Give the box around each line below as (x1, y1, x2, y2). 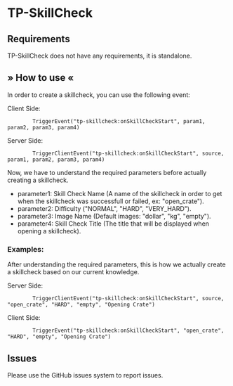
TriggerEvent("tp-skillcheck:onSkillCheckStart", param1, (32, 117, 206, 124)
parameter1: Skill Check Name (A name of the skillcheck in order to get (17, 189, 222, 198)
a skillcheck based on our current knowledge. (7, 268, 140, 276)
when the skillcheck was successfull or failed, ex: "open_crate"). (17, 197, 205, 205)
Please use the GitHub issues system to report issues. (7, 371, 164, 379)
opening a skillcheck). (17, 226, 81, 235)
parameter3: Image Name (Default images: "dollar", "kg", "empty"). (17, 212, 212, 220)
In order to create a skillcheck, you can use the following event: (7, 90, 191, 99)
